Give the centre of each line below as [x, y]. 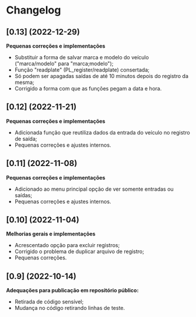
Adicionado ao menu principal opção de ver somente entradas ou [94, 189]
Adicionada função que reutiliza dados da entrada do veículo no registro [102, 132]
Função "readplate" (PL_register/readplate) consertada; [82, 70]
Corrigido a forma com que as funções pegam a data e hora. [88, 88]
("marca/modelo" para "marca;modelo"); [64, 63]
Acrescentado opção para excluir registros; [67, 245]
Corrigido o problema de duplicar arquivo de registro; [79, 252]
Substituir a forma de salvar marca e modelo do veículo [82, 57]
